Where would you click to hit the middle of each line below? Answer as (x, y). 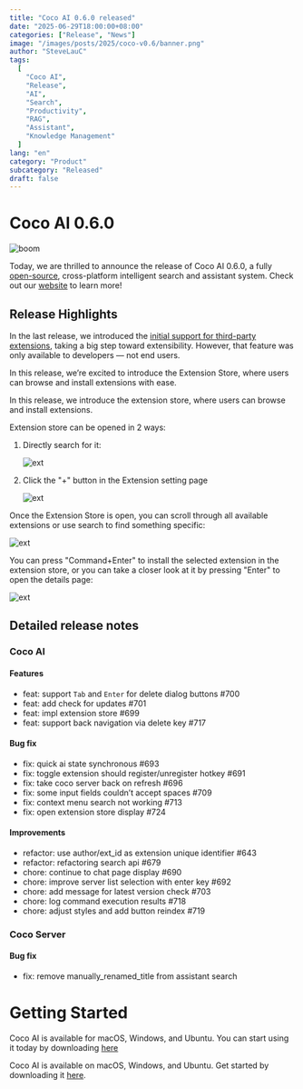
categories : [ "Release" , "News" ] (73, 35)
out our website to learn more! (66, 285)
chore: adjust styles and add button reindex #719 (114, 911)
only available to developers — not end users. (95, 355)
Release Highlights (64, 314)
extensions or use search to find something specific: (108, 525)
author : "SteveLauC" (49, 52)
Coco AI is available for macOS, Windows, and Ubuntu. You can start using (149, 1038)
